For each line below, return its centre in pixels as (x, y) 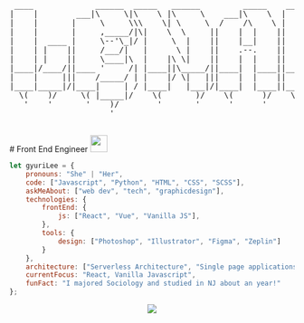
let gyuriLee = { (42, 166)
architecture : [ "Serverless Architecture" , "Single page (135, 267)
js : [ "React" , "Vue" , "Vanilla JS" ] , (129, 216)
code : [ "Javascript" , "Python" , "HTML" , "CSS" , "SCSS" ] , (135, 182)
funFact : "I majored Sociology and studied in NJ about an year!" (153, 284)
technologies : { (57, 199)
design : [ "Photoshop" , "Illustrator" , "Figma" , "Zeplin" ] (169, 241)
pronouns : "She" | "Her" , (75, 174)
